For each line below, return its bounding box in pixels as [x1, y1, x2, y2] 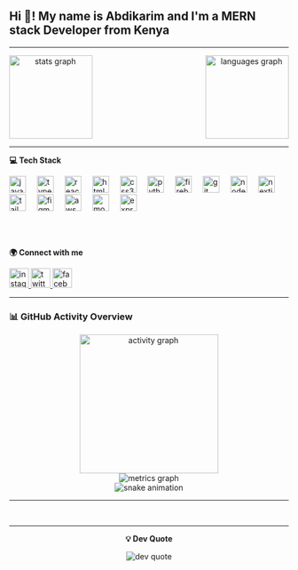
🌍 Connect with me [9, 246, 83, 258]
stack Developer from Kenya [9, 23, 170, 38]
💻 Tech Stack [9, 155, 62, 165]
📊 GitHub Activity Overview [9, 310, 133, 323]
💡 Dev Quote [125, 534, 173, 544]
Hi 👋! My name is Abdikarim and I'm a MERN [9, 9, 256, 24]
